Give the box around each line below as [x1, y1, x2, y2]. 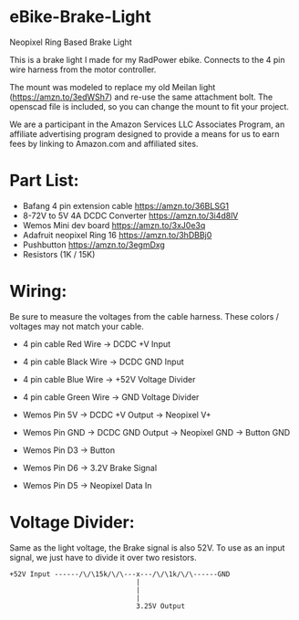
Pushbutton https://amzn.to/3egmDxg [22, 239, 166, 250]
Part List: [9, 171, 79, 191]
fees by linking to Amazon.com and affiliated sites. [9, 138, 199, 149]
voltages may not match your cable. [9, 321, 144, 331]
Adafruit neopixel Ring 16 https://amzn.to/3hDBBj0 [22, 229, 212, 240]
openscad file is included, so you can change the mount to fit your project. [9, 100, 290, 111]
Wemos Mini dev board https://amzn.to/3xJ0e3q [22, 219, 206, 230]
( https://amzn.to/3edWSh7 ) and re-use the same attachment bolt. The [9, 91, 273, 102]
